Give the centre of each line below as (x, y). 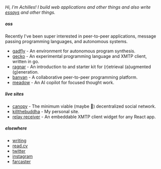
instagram (22, 156)
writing (19, 140)
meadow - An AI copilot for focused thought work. (63, 82)
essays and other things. (30, 12)
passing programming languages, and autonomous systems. (66, 41)
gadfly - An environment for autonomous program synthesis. (74, 51)
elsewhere (16, 128)
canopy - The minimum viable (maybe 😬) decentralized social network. (84, 106)
